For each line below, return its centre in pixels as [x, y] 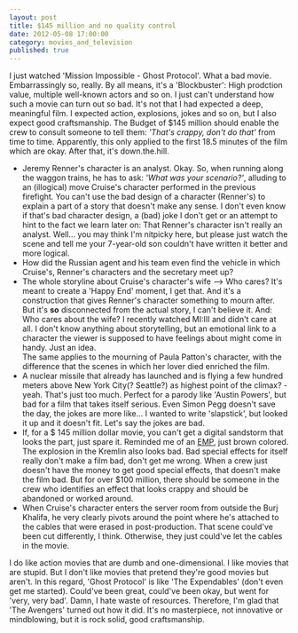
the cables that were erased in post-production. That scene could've [147, 527]
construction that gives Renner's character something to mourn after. [148, 301]
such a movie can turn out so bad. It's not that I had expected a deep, [136, 104]
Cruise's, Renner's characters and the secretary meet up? [128, 273]
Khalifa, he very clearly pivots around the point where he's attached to [150, 518]
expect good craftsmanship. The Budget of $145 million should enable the [144, 123]
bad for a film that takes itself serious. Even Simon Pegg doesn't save [149, 404]
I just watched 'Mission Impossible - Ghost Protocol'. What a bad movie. [141, 75]
